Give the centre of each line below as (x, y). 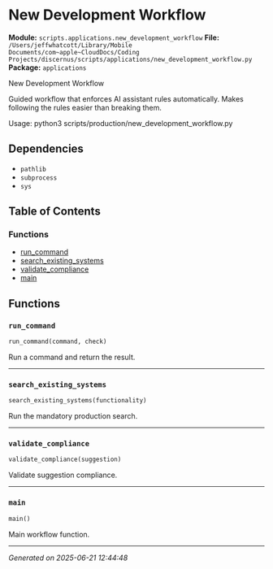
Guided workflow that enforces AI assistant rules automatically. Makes (126, 98)
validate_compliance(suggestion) (65, 460)
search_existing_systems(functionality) (78, 401)
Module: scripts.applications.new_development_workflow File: (114, 37)
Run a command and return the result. (72, 357)
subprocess (39, 178)
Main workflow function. (49, 534)
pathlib (33, 169)
